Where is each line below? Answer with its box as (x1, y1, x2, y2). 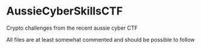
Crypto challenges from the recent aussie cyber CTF (6, 24, 138, 31)
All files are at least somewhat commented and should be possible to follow (6, 36, 196, 43)
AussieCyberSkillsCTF (6, 4, 123, 18)
